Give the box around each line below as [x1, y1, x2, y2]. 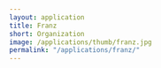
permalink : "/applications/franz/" [9, 46, 141, 55]
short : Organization [9, 29, 86, 38]
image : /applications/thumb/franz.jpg [9, 37, 152, 47]
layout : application [9, 12, 86, 22]
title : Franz [9, 21, 57, 30]
